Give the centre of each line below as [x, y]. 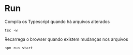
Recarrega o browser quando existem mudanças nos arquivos [66, 39]
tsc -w [11, 30]
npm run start [19, 48]
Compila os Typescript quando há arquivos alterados [57, 22]
